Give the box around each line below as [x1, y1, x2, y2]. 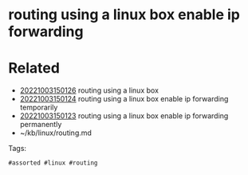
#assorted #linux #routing [8, 159, 98, 167]
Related [8, 59, 60, 78]
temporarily [19, 102, 58, 113]
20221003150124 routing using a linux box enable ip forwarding [19, 94, 229, 104]
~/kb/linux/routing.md [19, 128, 92, 137]
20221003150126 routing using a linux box [19, 86, 159, 95]
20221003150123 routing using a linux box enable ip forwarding [19, 111, 229, 121]
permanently [19, 120, 62, 129]
